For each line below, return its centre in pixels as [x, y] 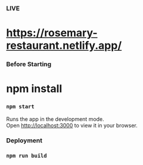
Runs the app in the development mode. [55, 119]
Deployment [24, 141]
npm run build [27, 156]
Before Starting [29, 64]
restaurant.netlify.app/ [64, 46]
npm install [34, 89]
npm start [20, 107]
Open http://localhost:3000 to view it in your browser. [72, 125]
